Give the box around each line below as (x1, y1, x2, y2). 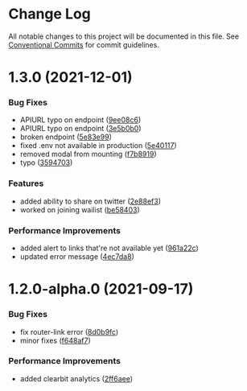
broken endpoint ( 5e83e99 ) (19, 132, 113, 142)
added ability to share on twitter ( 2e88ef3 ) (19, 196, 162, 206)
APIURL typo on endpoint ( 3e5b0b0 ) (19, 124, 142, 134)
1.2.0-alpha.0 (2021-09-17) (8, 280, 194, 298)
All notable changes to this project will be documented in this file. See (8, 31, 240, 41)
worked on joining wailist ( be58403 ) (19, 204, 141, 214)
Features (8, 178, 44, 189)
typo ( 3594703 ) (19, 158, 73, 167)
